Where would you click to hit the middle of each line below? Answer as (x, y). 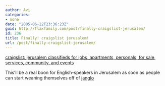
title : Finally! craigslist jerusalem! (47, 38)
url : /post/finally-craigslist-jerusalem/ (50, 43)
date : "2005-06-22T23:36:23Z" (37, 24)
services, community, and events (40, 62)
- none (12, 19)
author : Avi (18, 10)
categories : (18, 15)
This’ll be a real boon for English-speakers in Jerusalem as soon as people (83, 72)
